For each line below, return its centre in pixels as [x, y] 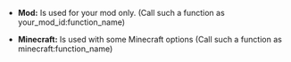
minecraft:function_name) [65, 49]
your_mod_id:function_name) [71, 22]
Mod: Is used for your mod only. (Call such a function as [121, 13]
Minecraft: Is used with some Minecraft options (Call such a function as [150, 39]
